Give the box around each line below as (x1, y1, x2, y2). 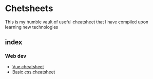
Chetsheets (5, 3, 54, 14)
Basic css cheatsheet (12, 69, 55, 75)
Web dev (5, 53, 27, 60)
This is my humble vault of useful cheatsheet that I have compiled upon (5, 19, 149, 25)
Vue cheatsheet (12, 63, 44, 69)
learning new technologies (5, 24, 58, 30)
